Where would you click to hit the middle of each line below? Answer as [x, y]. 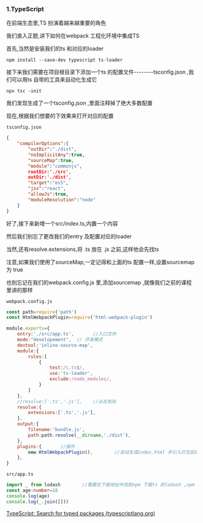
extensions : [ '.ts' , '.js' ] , [62, 413]
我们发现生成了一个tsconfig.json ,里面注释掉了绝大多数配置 [79, 103]
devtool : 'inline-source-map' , [55, 345]
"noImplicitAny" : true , [56, 155]
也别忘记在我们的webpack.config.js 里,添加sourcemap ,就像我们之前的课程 [99, 282]
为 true [15, 269]
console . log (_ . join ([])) [37, 502]
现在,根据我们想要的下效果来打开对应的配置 [60, 116]
